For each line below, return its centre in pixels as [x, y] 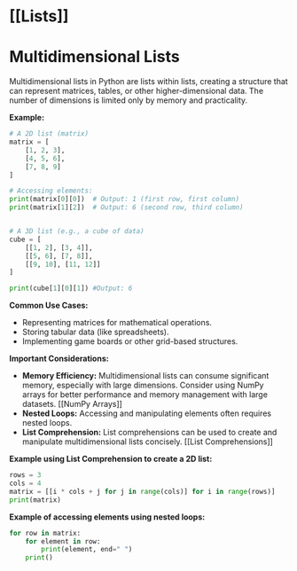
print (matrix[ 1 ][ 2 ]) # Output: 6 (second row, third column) [126, 207]
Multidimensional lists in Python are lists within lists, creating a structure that [148, 82]
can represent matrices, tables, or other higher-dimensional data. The [137, 91]
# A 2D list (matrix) [49, 134]
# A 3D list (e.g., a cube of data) [77, 231]
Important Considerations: [59, 359]
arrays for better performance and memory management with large [145, 395]
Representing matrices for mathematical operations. [117, 323]
